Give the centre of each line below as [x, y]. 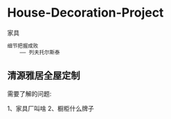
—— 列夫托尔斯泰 [40, 52]
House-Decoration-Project [85, 13]
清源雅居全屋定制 [44, 76]
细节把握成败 [23, 46]
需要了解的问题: [29, 93]
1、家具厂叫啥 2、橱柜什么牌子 [51, 108]
